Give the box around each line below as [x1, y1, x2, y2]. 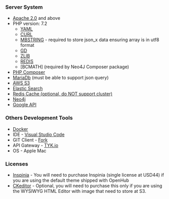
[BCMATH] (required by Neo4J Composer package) [20, 64, 129, 70]
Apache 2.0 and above [12, 15, 61, 21]
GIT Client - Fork [12, 136, 48, 143]
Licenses [5, 160, 29, 167]
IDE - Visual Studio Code [12, 131, 65, 137]
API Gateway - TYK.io [12, 142, 59, 148]
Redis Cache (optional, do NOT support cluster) [12, 91, 113, 97]
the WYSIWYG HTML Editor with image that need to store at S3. [12, 188, 147, 194]
